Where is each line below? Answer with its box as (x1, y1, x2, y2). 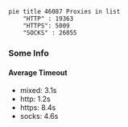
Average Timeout (8, 67, 68, 77)
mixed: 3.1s (19, 86, 57, 95)
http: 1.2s (19, 94, 51, 104)
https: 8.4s (19, 103, 56, 112)
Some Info (8, 47, 50, 58)
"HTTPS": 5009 (23, 22, 70, 30)
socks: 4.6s (19, 112, 59, 121)
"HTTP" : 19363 (23, 15, 74, 23)
